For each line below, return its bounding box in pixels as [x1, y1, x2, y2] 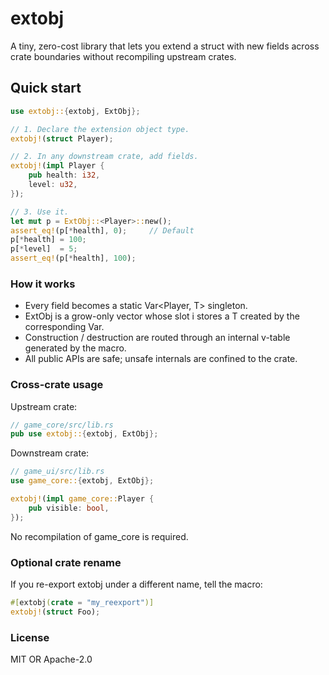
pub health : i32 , [28, 170, 101, 181]
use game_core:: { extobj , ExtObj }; [10, 476, 155, 486]
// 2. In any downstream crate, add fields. [10, 152, 199, 162]
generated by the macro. [24, 342, 127, 354]
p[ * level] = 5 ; [10, 244, 78, 254]
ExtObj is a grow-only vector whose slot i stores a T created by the [24, 310, 300, 322]
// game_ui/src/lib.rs [10, 467, 105, 477]
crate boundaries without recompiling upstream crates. [10, 50, 237, 62]
